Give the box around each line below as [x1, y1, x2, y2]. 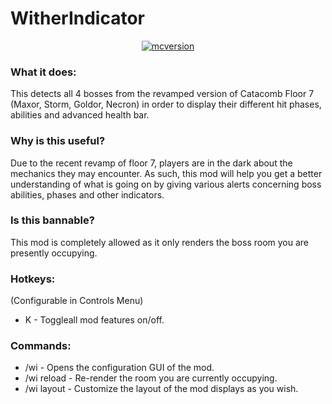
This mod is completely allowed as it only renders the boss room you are [10, 236, 309, 248]
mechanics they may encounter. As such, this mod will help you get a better [10, 167, 323, 179]
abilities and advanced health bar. [10, 109, 150, 121]
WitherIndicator [10, 7, 146, 30]
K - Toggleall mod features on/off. [24, 314, 165, 326]
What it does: [10, 65, 77, 79]
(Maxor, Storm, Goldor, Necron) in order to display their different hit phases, [10, 98, 322, 111]
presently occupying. [10, 247, 98, 259]
